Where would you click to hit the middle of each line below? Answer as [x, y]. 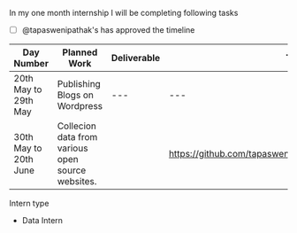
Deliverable [136, 58]
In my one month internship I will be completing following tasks [124, 13]
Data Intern [42, 221]
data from [77, 137]
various [72, 148]
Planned [80, 52]
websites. [77, 182]
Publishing [79, 84]
